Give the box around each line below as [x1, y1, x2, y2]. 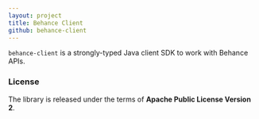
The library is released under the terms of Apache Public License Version [8, 94, 252, 104]
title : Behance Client [8, 19, 83, 27]
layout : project [8, 11, 62, 20]
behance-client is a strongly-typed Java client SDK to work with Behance [8, 48, 249, 58]
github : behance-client [8, 26, 87, 34]
